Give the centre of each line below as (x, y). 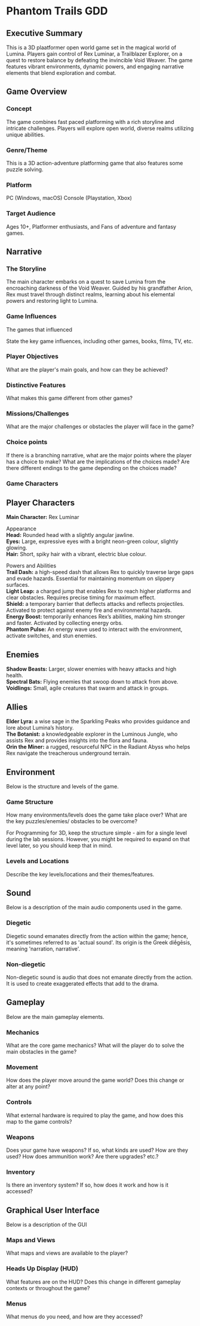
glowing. (17, 548)
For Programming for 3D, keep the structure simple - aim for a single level (96, 833)
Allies (17, 707)
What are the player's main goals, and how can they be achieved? (87, 369)
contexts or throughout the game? (48, 1288)
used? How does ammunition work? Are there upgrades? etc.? (82, 1156)
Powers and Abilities (31, 566)
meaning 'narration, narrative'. (43, 949)
